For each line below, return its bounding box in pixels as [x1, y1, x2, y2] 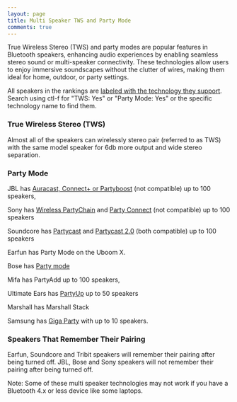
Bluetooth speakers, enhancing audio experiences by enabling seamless [7, 50, 219, 59]
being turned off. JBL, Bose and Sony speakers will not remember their [7, 358, 214, 367]
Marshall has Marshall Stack [7, 302, 90, 311]
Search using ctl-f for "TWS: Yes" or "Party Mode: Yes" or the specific [7, 94, 212, 103]
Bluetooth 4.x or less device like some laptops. [7, 386, 143, 395]
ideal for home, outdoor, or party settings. [7, 73, 129, 81]
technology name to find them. [7, 102, 97, 110]
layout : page [7, 10, 46, 18]
